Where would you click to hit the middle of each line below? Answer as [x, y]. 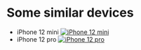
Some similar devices [70, 13]
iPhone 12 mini [38, 32]
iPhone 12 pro [36, 39]
